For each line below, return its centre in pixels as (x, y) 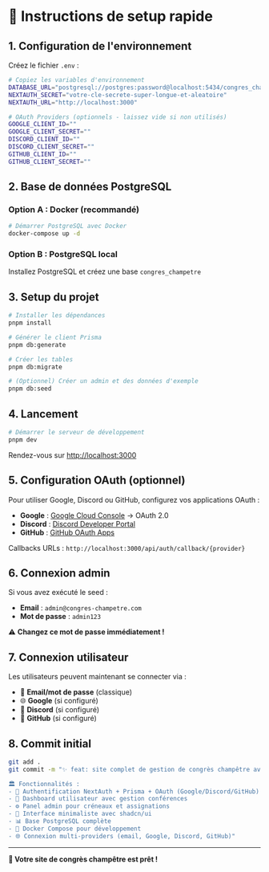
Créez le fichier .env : (44, 65)
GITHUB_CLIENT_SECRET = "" (50, 161)
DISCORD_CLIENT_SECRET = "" (51, 147)
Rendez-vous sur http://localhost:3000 (72, 455)
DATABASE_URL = (32, 88)
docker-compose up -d (44, 234)
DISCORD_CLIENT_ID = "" (44, 140)
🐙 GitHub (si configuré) (58, 719)
